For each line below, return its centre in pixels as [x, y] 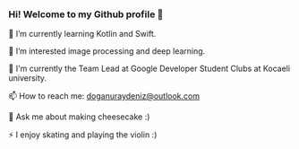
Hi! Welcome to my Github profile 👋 [86, 14]
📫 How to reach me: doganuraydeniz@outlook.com [104, 96]
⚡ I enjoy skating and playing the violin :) [83, 135]
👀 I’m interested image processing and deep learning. [107, 51]
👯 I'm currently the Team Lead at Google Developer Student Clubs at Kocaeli [149, 69]
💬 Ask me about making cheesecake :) [79, 117]
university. [27, 78]
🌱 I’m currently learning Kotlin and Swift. [82, 34]
